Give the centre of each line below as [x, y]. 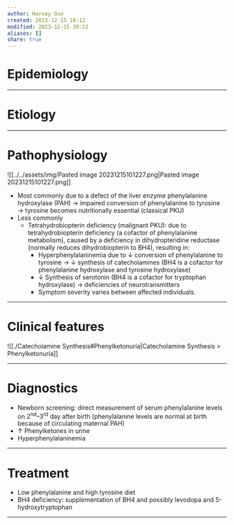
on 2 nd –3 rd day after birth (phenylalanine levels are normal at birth [112, 415]
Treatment [38, 473]
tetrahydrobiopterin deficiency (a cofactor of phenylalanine [112, 232]
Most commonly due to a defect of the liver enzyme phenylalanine [112, 195]
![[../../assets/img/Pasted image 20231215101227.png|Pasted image [103, 175]
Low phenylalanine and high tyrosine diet [76, 492]
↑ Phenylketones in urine [54, 431]
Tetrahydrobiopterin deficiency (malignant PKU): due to [107, 225]
